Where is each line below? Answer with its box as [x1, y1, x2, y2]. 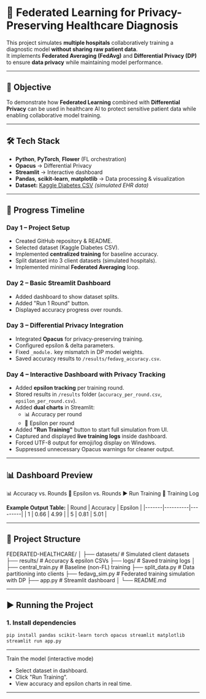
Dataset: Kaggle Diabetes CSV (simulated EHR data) [15, 181, 149, 189]
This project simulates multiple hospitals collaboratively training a [6, 39, 174, 46]
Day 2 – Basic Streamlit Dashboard [6, 279, 111, 288]
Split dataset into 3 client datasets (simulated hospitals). [15, 257, 157, 264]
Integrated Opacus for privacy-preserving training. [15, 335, 144, 342]
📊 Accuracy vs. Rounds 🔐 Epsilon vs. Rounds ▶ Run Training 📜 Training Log [6, 489, 199, 497]
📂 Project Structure [6, 534, 81, 545]
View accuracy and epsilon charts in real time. [15, 680, 132, 687]
